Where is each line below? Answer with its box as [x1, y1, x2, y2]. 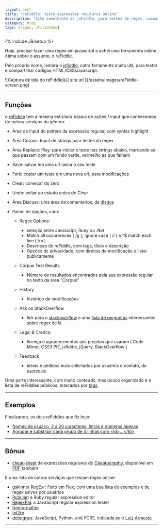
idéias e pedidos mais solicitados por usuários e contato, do [26, 363, 147, 368]
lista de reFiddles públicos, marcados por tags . [5, 382, 99, 388]
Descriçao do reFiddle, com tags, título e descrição [26, 243, 129, 248]
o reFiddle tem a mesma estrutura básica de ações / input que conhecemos [5, 114, 156, 119]
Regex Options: [19, 218, 50, 224]
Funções [5, 100, 32, 109]
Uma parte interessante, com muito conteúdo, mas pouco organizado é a [5, 377, 151, 383]
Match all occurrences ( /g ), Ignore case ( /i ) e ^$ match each [26, 232, 152, 238]
